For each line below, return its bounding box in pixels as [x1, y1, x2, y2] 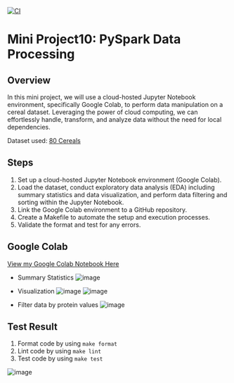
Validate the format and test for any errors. [17, 220, 141, 229]
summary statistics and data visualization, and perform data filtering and [17, 190, 228, 199]
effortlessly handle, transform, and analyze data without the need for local [7, 115, 222, 123]
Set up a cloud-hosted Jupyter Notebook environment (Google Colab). [17, 175, 222, 184]
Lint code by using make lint [17, 347, 102, 356]
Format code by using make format [17, 339, 117, 348]
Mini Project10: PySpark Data [7, 32, 181, 47]
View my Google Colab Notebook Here [7, 259, 119, 268]
